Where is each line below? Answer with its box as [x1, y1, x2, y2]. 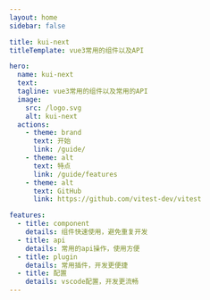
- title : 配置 [17, 269, 67, 278]
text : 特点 [32, 162, 71, 171]
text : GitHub [32, 187, 82, 196]
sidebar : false [9, 21, 66, 30]
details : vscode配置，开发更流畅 [25, 278, 139, 287]
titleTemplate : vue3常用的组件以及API [9, 46, 145, 54]
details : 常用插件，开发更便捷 [25, 261, 129, 270]
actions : [17, 120, 50, 129]
